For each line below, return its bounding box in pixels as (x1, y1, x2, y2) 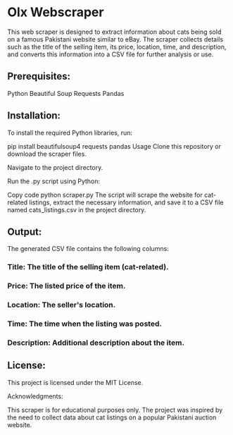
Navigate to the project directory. (7, 163, 103, 171)
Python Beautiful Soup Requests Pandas (7, 89, 125, 97)
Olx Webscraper (7, 4, 104, 20)
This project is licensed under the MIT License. (7, 378, 144, 386)
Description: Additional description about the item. (7, 338, 185, 348)
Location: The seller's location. (7, 300, 116, 310)
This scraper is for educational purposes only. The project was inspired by (7, 405, 223, 414)
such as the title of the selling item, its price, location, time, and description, (7, 42, 227, 51)
